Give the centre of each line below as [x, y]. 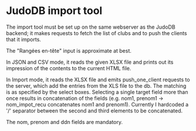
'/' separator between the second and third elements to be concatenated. [94, 111]
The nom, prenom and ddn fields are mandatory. [64, 122]
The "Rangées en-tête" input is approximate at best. [69, 50]
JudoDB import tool [54, 11]
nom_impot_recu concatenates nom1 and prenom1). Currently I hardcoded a [97, 104]
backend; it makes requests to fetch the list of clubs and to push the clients [97, 33]
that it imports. [24, 39]
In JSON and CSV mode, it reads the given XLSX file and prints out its [90, 62]
